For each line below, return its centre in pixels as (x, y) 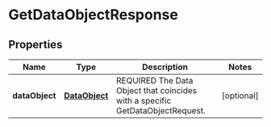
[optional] (240, 96)
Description (165, 67)
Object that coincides (156, 90)
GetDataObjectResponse (94, 15)
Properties (35, 45)
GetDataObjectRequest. (161, 111)
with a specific (144, 100)
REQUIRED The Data (154, 80)
